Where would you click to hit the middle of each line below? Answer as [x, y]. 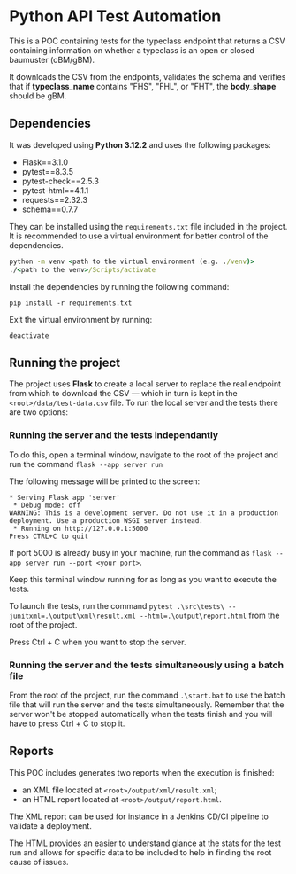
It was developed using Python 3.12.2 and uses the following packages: [140, 144]
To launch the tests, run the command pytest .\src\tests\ [117, 605]
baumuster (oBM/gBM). [52, 59]
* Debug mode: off [47, 505]
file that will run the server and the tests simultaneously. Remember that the [147, 704]
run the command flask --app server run [86, 464]
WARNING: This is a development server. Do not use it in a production [144, 513]
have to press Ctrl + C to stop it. [67, 723]
